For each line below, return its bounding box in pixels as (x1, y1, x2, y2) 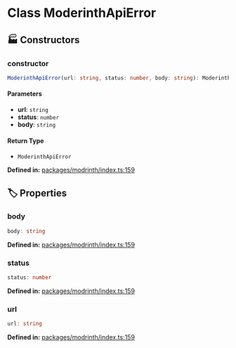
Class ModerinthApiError (7, 5, 157, 21)
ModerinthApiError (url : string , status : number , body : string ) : (7, 74, 199, 82)
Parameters (7, 89, 42, 98)
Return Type (7, 136, 44, 145)
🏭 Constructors (7, 34, 80, 46)
